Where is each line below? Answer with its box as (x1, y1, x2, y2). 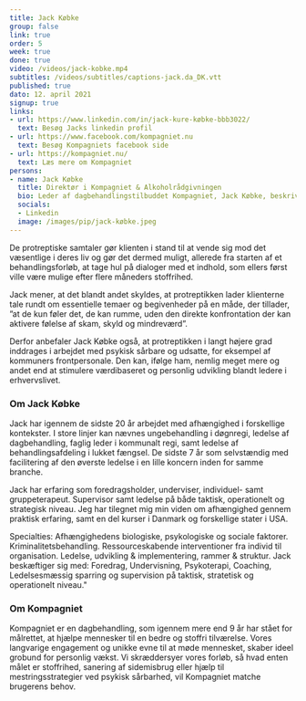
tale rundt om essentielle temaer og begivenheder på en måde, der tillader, (9, 298, 290, 309)
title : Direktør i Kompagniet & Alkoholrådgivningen (17, 183, 222, 193)
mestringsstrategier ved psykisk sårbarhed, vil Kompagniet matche (9, 672, 261, 683)
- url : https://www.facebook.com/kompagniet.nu (9, 132, 194, 141)
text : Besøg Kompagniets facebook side (17, 141, 169, 150)
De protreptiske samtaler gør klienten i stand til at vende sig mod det (9, 242, 267, 253)
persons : (9, 166, 43, 175)
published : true (9, 81, 71, 90)
